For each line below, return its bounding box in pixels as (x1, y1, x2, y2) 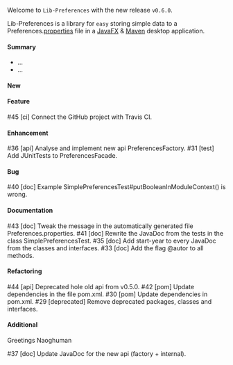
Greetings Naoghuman (7, 336, 72, 345)
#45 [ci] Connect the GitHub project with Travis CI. (7, 113, 153, 121)
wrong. (7, 190, 28, 199)
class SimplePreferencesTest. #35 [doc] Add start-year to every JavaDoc (7, 236, 216, 245)
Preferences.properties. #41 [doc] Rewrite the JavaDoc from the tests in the (7, 229, 224, 237)
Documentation (7, 206, 53, 214)
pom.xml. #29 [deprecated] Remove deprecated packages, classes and (7, 297, 212, 305)
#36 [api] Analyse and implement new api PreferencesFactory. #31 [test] (7, 144, 215, 152)
